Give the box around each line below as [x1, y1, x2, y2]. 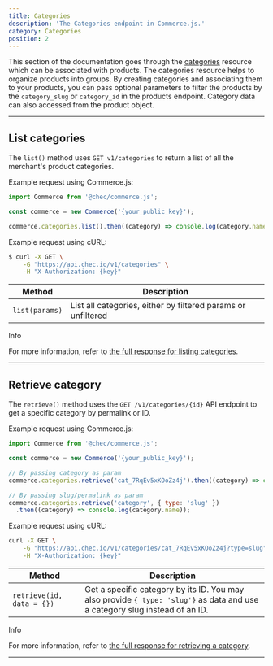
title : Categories [8, 11, 71, 20]
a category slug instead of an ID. [84, 603, 209, 615]
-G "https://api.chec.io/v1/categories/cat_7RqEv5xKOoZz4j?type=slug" [23, 544, 267, 553]
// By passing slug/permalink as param [8, 491, 144, 499]
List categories [8, 131, 86, 145]
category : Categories [8, 27, 82, 35]
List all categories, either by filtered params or [70, 300, 246, 311]
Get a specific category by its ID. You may [84, 583, 245, 594]
